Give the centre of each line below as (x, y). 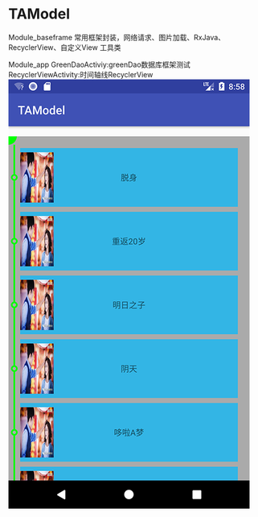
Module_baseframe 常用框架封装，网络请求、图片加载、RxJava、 (117, 37)
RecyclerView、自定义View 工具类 (65, 47)
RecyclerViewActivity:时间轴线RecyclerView (81, 74)
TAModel (39, 14)
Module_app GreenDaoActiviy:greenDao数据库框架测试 (100, 64)
